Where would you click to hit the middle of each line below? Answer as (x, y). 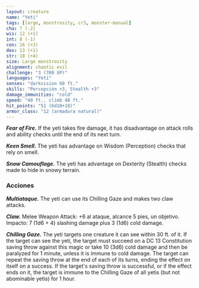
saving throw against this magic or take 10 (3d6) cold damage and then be (97, 247)
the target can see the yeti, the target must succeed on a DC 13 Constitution (99, 240)
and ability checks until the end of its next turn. (64, 134)
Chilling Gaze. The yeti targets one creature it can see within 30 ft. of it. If (97, 234)
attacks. (16, 205)
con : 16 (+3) (22, 45)
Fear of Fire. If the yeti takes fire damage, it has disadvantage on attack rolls (99, 128)
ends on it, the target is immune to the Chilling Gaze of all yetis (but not (93, 272)
